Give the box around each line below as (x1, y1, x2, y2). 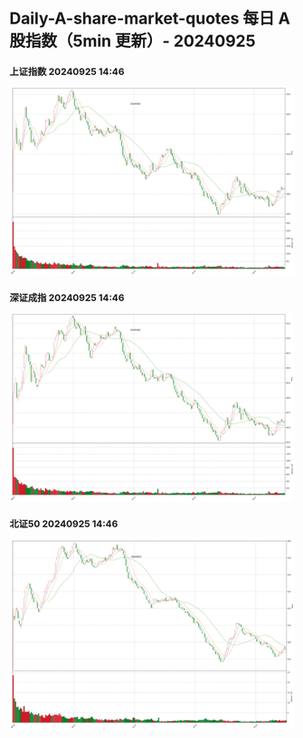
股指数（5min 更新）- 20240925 (9, 31, 256, 52)
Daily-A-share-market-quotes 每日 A (9, 8, 291, 29)
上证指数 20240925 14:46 (9, 65, 125, 78)
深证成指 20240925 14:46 (9, 291, 125, 304)
